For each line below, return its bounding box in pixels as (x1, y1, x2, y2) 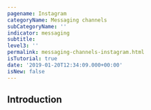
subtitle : (7, 36, 36, 43)
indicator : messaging (7, 29, 70, 37)
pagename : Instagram (7, 10, 67, 17)
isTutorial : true (7, 55, 58, 62)
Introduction (7, 93, 63, 105)
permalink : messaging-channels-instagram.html (7, 49, 145, 56)
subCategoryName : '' (7, 23, 67, 30)
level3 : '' (7, 42, 39, 49)
